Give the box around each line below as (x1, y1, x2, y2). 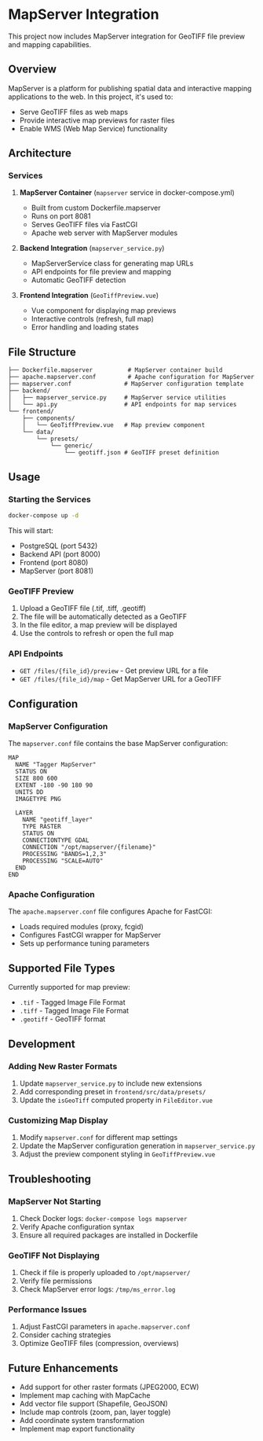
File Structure (8, 345, 76, 358)
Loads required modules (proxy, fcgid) (19, 922, 144, 932)
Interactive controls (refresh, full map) (31, 314, 155, 324)
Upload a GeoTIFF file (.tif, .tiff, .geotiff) (19, 604, 147, 613)
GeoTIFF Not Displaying (8, 1250, 100, 1261)
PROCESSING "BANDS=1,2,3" (22, 851, 108, 858)
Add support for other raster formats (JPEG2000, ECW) (19, 1382, 199, 1392)
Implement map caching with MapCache (19, 1391, 151, 1400)
